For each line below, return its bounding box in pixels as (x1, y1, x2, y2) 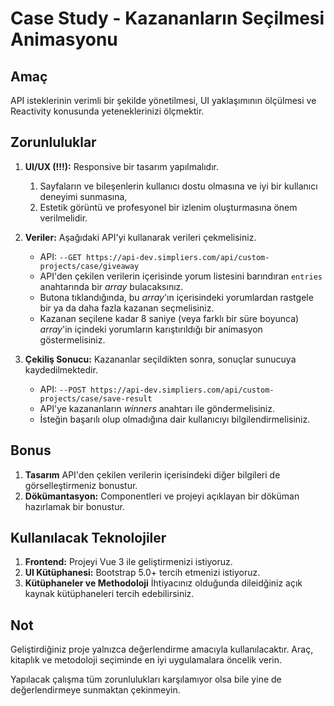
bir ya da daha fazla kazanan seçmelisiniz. (39, 302, 215, 314)
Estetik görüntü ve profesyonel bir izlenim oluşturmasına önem (39, 201, 298, 213)
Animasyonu (10, 28, 118, 51)
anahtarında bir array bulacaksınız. (39, 280, 184, 292)
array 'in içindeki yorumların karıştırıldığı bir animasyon (39, 323, 263, 335)
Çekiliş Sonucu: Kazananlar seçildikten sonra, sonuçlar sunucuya (24, 353, 297, 365)
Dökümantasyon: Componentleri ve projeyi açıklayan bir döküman (24, 490, 300, 502)
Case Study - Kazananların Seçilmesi (10, 7, 325, 30)
